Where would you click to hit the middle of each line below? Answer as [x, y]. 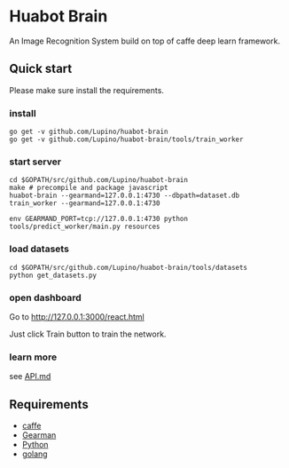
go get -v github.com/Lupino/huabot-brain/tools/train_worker [126, 139]
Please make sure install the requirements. [86, 90]
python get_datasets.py [53, 275]
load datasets [39, 249]
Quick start [41, 69]
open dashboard [45, 297]
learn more [33, 357]
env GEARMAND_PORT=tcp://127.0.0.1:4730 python [99, 219]
